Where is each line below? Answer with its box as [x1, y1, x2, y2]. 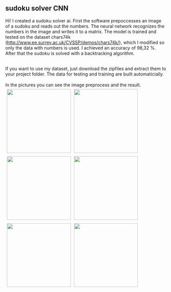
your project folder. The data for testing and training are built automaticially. [5, 71, 164, 77]
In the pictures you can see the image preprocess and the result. [5, 82, 141, 88]
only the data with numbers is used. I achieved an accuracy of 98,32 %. [5, 44, 157, 51]
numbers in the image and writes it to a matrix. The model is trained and [5, 28, 157, 35]
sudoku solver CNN [5, 4, 69, 13]
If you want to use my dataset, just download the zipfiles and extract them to [5, 65, 166, 71]
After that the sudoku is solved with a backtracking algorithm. [5, 50, 135, 56]
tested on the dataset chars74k [5, 34, 71, 40]
